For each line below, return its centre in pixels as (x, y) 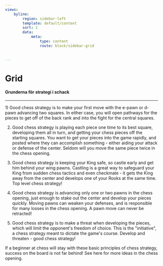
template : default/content (50, 23)
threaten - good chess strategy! (44, 239)
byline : (21, 14)
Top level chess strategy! (37, 184)
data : (28, 32)
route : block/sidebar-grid (67, 46)
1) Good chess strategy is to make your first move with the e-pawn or (74, 108)
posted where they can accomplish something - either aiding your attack (85, 143)
